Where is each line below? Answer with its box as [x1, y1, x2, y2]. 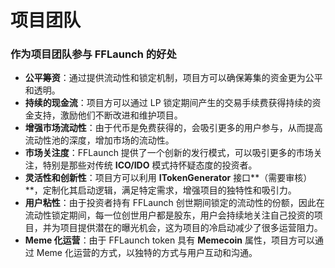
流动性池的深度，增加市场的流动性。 [24, 134, 175, 146]
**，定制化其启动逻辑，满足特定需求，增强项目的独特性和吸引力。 [24, 184, 297, 196]
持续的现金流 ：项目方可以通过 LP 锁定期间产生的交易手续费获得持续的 [24, 97, 313, 109]
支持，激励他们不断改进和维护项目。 [33, 109, 183, 121]
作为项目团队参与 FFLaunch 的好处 [10, 47, 177, 61]
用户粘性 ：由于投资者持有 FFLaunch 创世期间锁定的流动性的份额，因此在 [24, 197, 325, 209]
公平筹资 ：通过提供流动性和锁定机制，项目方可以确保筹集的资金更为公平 [24, 72, 323, 84]
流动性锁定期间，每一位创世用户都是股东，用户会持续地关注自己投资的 [24, 209, 315, 221]
